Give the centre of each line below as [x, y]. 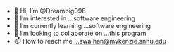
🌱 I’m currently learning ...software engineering [82, 26]
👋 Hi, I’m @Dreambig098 [50, 11]
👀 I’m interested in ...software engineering [75, 18]
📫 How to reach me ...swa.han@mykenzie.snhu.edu [90, 41]
